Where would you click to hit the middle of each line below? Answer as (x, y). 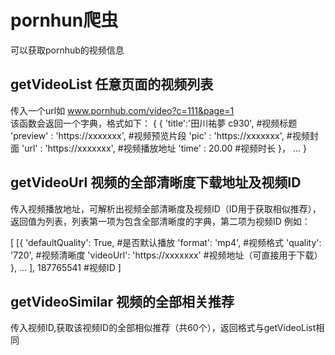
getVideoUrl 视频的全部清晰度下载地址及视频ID (156, 182)
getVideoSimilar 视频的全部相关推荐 (122, 301)
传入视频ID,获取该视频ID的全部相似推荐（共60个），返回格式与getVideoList (163, 328)
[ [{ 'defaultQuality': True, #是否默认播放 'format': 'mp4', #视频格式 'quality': (166, 242)
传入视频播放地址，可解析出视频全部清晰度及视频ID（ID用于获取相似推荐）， (166, 208)
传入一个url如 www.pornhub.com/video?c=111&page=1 (122, 110)
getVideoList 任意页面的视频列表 (112, 84)
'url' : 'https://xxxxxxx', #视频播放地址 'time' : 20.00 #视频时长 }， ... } (164, 148)
